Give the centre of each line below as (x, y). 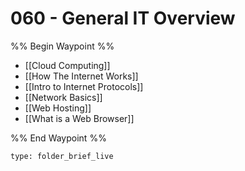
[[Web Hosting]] (58, 108)
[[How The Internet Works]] (81, 76)
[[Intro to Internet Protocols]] (84, 86)
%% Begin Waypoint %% (62, 46)
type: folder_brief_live (62, 156)
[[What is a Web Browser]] (79, 118)
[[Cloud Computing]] (67, 65)
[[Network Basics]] (63, 97)
